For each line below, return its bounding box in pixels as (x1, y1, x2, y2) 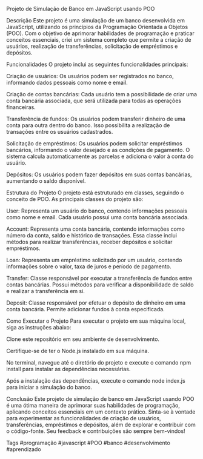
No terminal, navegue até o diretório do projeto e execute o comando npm (6, 359, 191, 366)
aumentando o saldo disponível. (6, 177, 86, 184)
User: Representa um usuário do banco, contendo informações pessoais (6, 207, 188, 214)
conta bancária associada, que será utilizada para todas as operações (6, 97, 182, 104)
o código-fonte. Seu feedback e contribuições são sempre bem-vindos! (6, 428, 186, 435)
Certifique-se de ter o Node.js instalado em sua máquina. (6, 348, 150, 354)
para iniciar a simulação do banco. (6, 384, 93, 391)
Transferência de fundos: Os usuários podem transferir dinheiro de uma (6, 115, 186, 122)
